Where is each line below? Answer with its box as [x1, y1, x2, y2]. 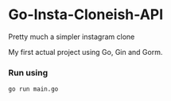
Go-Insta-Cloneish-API [8, 6, 164, 24]
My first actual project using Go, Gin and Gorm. [8, 47, 163, 56]
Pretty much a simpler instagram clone [8, 32, 135, 41]
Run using [8, 67, 49, 78]
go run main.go [8, 85, 59, 93]
